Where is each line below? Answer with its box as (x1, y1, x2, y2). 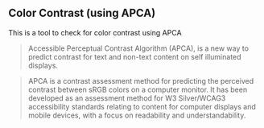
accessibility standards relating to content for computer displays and (27, 101, 256, 111)
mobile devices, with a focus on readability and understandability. (27, 110, 246, 120)
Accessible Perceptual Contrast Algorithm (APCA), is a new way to (27, 43, 250, 53)
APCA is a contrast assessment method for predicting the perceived (27, 76, 254, 85)
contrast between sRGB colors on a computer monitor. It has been (27, 85, 248, 94)
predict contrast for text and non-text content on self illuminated (27, 52, 241, 61)
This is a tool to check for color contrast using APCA (8, 27, 183, 37)
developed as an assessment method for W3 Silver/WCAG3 (27, 93, 226, 103)
